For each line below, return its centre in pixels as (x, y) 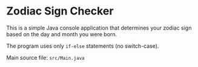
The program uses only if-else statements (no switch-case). (83, 46)
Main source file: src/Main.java (45, 57)
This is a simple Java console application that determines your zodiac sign (99, 28)
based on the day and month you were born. (62, 34)
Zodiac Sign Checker (60, 11)
